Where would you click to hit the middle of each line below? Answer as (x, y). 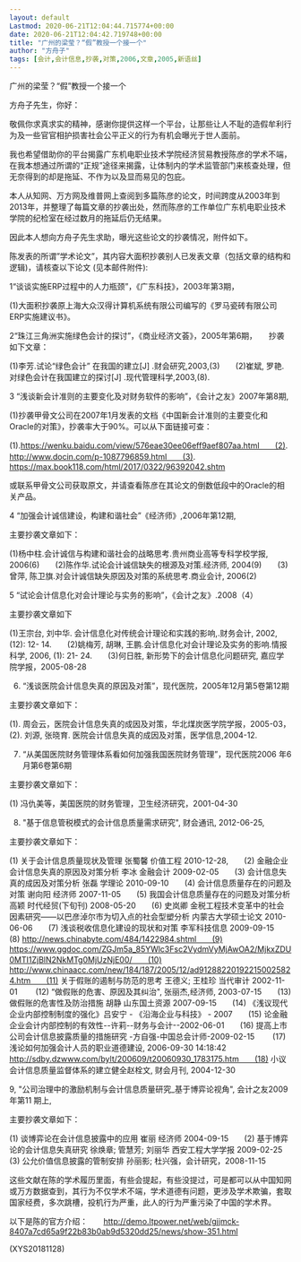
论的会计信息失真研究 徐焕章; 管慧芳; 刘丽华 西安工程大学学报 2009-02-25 (146, 1150)
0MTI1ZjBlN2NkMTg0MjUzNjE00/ (71, 959)
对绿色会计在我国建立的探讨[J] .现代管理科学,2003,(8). (110, 377)
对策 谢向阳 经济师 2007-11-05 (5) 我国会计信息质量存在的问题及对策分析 (150, 894)
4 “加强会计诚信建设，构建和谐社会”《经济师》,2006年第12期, (123, 515)
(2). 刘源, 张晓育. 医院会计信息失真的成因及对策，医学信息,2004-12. (133, 735)
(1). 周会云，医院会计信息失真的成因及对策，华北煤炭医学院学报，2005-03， (148, 724)
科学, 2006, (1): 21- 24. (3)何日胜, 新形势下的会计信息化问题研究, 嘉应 (143, 656)
